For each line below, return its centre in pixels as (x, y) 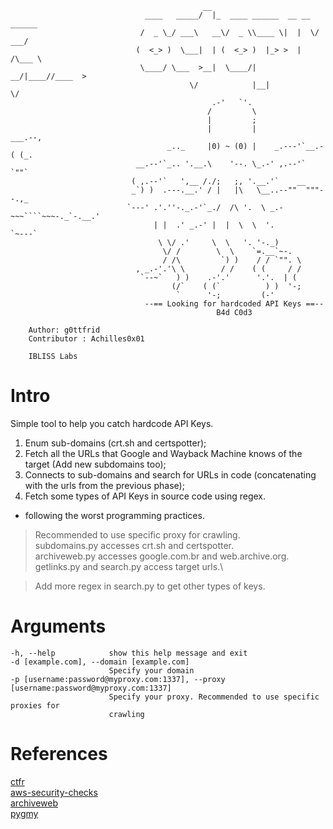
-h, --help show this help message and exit (129, 653)
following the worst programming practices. (114, 515)
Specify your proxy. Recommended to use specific (214, 697)
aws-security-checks (54, 792)
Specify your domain (151, 670)
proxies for (35, 705)
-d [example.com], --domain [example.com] (100, 662)
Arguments (58, 626)
